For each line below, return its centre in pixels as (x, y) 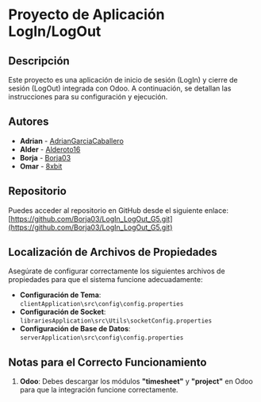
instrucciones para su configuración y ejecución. (88, 97)
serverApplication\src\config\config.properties (102, 338)
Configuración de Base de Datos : (75, 329)
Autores (29, 122)
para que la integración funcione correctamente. (99, 390)
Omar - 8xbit (41, 166)
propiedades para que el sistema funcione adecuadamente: (106, 280)
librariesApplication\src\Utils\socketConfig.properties (116, 321)
